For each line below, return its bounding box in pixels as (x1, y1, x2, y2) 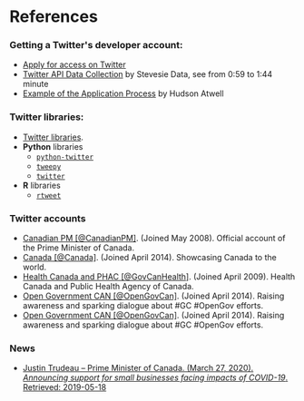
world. (22, 261, 47, 273)
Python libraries (22, 141, 83, 152)
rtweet (35, 191, 62, 200)
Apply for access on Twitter (22, 59, 127, 70)
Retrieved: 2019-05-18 (22, 382, 107, 393)
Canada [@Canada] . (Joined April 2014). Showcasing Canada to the (22, 252, 277, 263)
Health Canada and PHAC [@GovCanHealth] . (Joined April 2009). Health (22, 271, 296, 282)
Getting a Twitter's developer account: (9, 39, 183, 52)
